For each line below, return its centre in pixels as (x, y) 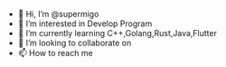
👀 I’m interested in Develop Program (85, 24)
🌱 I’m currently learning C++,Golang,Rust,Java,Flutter (117, 33)
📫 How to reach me (55, 53)
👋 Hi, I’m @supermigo (58, 14)
